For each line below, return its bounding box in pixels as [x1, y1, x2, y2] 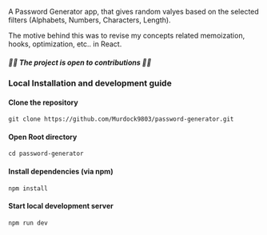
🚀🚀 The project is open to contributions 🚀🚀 [8, 58, 152, 67]
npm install [8, 184, 48, 193]
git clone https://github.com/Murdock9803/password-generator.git [8, 115, 234, 123]
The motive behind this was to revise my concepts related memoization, [8, 31, 245, 40]
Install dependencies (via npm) [8, 166, 114, 176]
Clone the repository [8, 98, 78, 107]
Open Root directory [8, 132, 78, 141]
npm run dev [8, 219, 48, 227]
